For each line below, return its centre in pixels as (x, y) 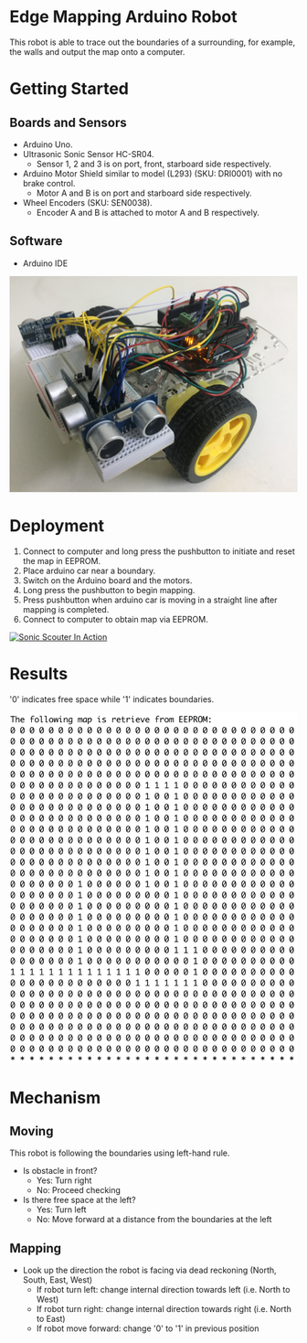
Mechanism (55, 1098)
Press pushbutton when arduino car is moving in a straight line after (150, 600)
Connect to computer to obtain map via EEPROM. (115, 619)
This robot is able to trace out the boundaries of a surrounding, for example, (152, 42)
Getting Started (69, 89)
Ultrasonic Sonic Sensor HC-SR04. (88, 154)
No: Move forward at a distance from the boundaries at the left (154, 1220)
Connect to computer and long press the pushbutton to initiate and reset (159, 551)
